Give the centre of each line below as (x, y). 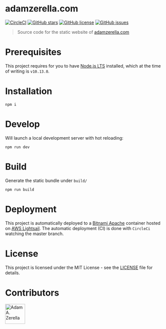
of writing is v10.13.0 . (27, 71)
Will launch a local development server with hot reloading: (64, 138)
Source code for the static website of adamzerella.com (73, 32)
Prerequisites (33, 52)
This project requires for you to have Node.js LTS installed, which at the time (83, 66)
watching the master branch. (34, 234)
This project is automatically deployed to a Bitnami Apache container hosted (83, 223)
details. (13, 273)
